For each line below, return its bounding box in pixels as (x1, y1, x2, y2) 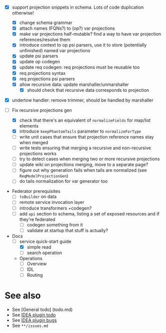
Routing (26, 272, 43, 278)
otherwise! (11, 10, 34, 16)
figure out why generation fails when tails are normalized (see (19, 167, 147, 173)
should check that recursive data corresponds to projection (26, 87, 149, 93)
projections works (19, 151, 57, 157)
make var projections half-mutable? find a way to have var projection (19, 31, 161, 37)
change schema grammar (19, 20, 72, 26)
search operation (26, 250, 62, 256)
